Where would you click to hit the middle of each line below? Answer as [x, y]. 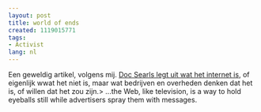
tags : [17, 37]
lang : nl [23, 52]
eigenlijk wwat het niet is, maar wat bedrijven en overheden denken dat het [130, 83]
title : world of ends [44, 23]
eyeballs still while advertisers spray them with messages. [103, 100]
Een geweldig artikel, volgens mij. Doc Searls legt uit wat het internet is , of [129, 75]
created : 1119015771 [42, 30]
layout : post [30, 15]
